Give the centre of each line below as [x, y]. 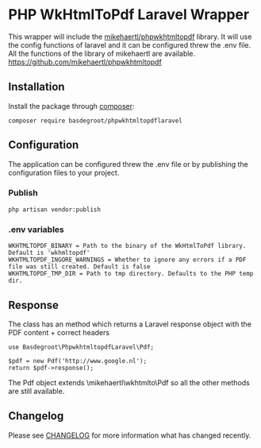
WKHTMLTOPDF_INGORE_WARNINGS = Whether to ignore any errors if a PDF [127, 260]
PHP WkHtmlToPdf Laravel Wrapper [129, 15]
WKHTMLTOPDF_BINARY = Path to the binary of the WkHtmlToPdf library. [127, 246]
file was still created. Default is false [79, 267]
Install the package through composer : [71, 106]
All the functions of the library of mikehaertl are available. [102, 53]
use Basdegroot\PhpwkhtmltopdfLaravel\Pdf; [81, 347]
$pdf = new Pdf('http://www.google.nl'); [78, 361]
